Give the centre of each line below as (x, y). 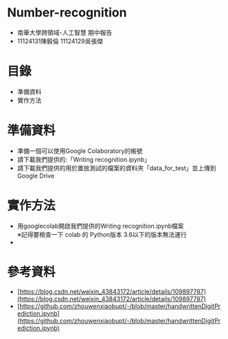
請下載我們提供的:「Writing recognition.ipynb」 (84, 159)
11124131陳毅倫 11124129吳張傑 (60, 41)
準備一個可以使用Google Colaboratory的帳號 (80, 151)
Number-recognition (67, 13)
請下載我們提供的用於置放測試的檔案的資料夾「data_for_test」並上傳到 (116, 168)
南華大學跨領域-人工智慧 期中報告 (65, 32)
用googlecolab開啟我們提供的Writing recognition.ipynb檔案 (100, 226)
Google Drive (36, 176)
